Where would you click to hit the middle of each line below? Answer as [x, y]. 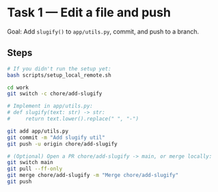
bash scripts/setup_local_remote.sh [59, 75]
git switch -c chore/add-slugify [55, 94]
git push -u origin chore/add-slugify [62, 144]
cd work [18, 87]
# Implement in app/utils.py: [50, 106]
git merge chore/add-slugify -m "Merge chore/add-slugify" [93, 176]
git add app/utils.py [38, 131]
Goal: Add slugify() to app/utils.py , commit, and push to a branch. [103, 31]
